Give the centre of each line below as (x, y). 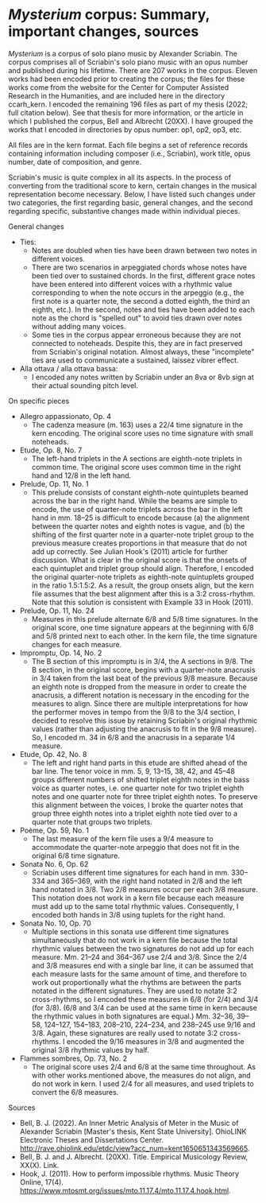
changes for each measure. (77, 644)
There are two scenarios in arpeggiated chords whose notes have (139, 267)
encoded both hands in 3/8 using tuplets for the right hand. (128, 914)
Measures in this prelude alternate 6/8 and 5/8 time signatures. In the (145, 619)
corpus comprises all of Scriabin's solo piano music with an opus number (128, 62)
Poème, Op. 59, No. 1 (54, 830)
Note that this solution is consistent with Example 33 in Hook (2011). (143, 602)
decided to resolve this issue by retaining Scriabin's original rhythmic (145, 720)
